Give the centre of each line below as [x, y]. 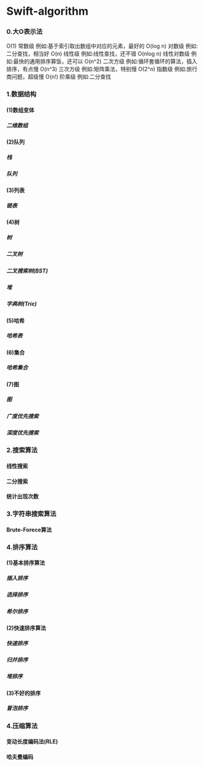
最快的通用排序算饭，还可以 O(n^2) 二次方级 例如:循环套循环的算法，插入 [105, 61]
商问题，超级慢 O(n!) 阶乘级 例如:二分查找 [59, 77]
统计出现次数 [22, 497]
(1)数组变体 [21, 110]
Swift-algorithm [47, 11]
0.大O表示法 [25, 32]
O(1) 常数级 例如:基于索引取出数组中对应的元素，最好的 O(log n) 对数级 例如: [102, 46]
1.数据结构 [21, 95]
